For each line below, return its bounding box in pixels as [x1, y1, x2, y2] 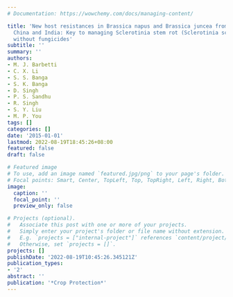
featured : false [7, 145, 54, 152]
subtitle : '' [7, 42, 45, 49]
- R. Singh [7, 100, 39, 107]
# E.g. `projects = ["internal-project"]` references [7, 234, 172, 241]
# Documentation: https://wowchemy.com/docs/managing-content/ [7, 10, 194, 17]
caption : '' [13, 190, 49, 197]
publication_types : [7, 260, 64, 267]
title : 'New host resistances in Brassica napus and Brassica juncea [7, 22, 213, 30]
